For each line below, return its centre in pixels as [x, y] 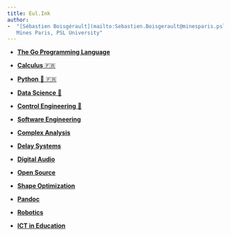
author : [18, 20]
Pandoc [28, 199]
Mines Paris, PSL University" [59, 33]
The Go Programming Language [64, 52]
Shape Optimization [46, 186]
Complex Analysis [44, 133]
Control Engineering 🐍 [49, 106]
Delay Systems [39, 146]
